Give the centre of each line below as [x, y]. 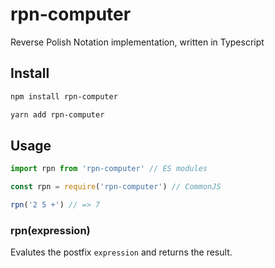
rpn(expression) [50, 230]
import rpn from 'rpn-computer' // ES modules [109, 169]
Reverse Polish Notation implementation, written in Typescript [137, 42]
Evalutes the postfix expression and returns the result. [121, 252]
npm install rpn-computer [64, 96]
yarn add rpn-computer [57, 114]
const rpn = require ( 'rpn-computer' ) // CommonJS [116, 187]
